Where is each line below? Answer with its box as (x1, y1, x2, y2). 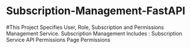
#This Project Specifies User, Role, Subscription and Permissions (6, 24, 164, 31)
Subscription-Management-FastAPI (6, 4, 186, 18)
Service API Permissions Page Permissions (6, 36, 111, 43)
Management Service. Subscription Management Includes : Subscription (6, 30, 183, 37)
